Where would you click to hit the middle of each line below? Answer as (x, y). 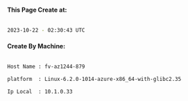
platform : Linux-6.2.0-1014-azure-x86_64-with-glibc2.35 (94, 80)
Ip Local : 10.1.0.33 (40, 92)
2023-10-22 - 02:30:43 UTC (46, 30)
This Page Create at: (37, 10)
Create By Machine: (36, 46)
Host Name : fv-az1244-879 (46, 67)
